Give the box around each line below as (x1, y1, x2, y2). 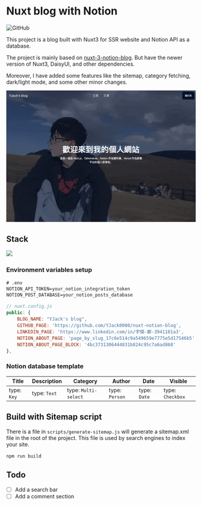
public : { (6, 310, 31, 316)
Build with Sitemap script (6, 412, 102, 422)
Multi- (81, 387, 97, 394)
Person (109, 394, 126, 400)
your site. (6, 441, 29, 448)
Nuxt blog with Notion (6, 4, 118, 18)
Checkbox (163, 394, 185, 400)
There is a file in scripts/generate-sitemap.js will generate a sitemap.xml (6, 428, 189, 435)
